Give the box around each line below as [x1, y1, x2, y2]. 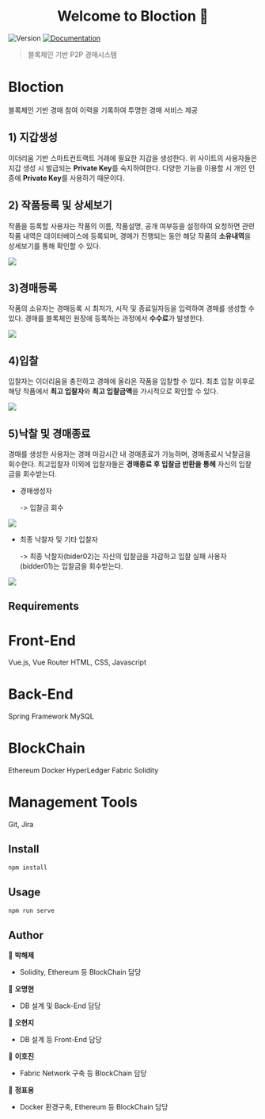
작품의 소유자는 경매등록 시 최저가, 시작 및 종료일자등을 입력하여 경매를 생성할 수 [8, 304, 256, 313]
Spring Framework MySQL [8, 711, 95, 721]
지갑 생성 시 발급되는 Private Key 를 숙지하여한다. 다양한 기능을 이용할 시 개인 [8, 163, 247, 173]
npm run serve [8, 906, 55, 914]
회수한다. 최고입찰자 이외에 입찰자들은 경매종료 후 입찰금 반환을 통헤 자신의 [8, 459, 237, 469]
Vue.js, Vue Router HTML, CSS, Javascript [8, 657, 146, 667]
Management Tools [8, 793, 138, 811]
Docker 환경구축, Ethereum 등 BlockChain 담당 [19, 1102, 168, 1112]
